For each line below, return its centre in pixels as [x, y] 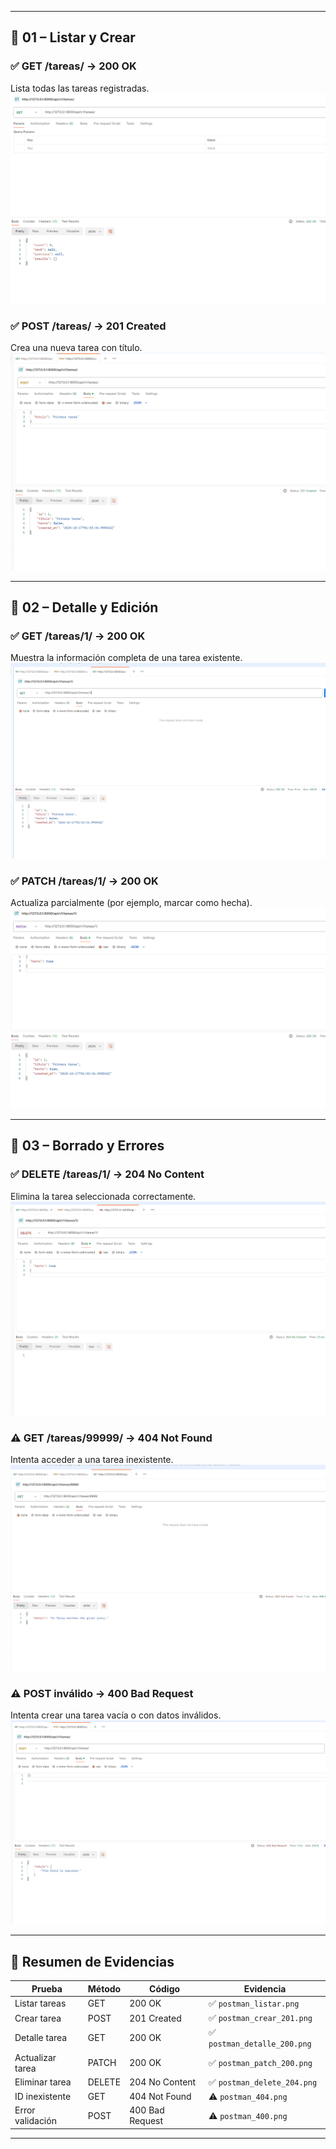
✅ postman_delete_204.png [263, 2082]
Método [104, 1988]
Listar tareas [40, 2003]
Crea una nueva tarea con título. [76, 348]
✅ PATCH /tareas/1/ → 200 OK [84, 881]
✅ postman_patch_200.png [260, 2062]
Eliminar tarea [43, 2082]
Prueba [47, 1988]
